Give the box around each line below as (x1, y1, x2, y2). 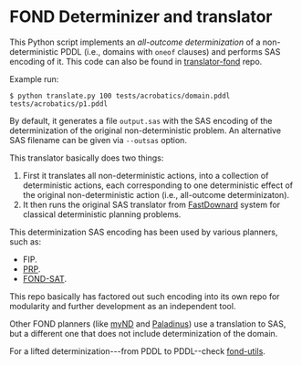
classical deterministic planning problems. (22, 208, 182, 220)
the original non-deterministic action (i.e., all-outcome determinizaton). (22, 189, 290, 200)
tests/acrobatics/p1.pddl (9, 99, 108, 109)
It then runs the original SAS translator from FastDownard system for (22, 199, 281, 210)
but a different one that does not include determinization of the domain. (9, 328, 278, 339)
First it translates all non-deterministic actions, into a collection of (22, 170, 269, 181)
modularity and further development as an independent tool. (9, 300, 236, 311)
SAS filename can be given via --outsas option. (9, 134, 187, 145)
